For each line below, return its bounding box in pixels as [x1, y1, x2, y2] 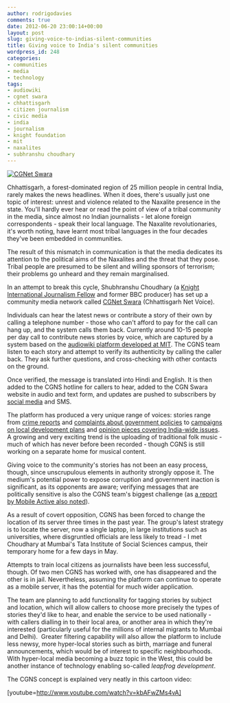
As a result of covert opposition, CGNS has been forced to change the [7, 510, 205, 518]
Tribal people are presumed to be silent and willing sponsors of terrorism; [7, 262, 215, 271]
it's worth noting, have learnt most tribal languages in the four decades [7, 227, 208, 235]
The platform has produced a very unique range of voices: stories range [7, 410, 211, 419]
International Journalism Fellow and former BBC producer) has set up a [7, 290, 208, 298]
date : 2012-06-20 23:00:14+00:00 [7, 23, 103, 30]
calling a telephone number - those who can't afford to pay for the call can [7, 318, 218, 326]
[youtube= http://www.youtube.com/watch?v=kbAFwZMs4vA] [7, 688, 182, 696]
